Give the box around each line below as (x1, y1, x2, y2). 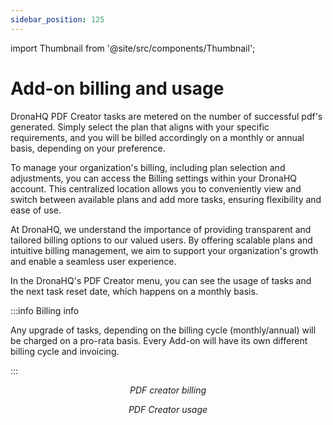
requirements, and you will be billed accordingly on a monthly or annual (10, 131, 305, 143)
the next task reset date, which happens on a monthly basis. (10, 285, 258, 297)
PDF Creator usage (128, 403, 208, 415)
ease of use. (10, 204, 62, 216)
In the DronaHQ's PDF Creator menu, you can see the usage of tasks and (10, 274, 312, 286)
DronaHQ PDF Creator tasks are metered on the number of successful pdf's (10, 110, 323, 122)
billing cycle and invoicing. (10, 345, 120, 357)
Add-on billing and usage (10, 77, 225, 100)
